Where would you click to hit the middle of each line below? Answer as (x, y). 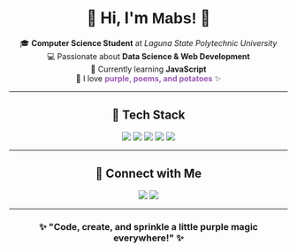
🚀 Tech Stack (148, 115)
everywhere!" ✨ (148, 238)
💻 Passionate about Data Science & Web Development (148, 56)
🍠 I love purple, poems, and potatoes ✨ (148, 78)
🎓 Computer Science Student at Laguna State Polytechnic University (148, 42)
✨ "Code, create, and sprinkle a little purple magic (148, 227)
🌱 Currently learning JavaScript (148, 69)
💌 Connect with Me (148, 174)
